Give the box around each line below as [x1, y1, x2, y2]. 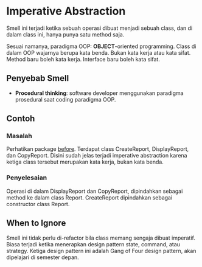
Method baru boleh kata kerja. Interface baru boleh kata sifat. [6, 55, 160, 63]
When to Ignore [6, 218, 66, 229]
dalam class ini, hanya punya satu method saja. [6, 30, 125, 38]
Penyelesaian [6, 173, 47, 182]
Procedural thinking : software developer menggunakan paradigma [15, 89, 184, 97]
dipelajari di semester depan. [6, 254, 79, 261]
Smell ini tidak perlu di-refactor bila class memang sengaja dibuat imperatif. [6, 234, 196, 241]
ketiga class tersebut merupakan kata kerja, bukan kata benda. [6, 158, 164, 165]
